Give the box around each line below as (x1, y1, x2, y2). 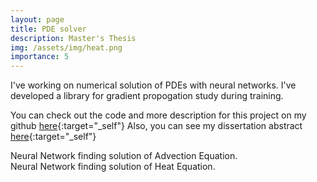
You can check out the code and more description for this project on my (10, 109, 307, 121)
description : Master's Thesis (10, 33, 137, 43)
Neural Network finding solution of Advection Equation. (10, 150, 238, 162)
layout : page (10, 14, 65, 25)
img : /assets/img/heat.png (10, 42, 123, 53)
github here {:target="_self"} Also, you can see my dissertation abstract (10, 120, 303, 132)
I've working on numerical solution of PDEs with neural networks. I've (10, 79, 297, 91)
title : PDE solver (10, 24, 87, 34)
